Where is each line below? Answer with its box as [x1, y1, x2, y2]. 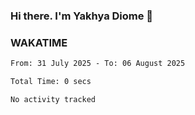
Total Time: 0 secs [10, 77, 92, 87]
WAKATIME [10, 35, 68, 49]
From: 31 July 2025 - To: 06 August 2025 [10, 59, 186, 69]
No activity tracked [10, 94, 97, 104]
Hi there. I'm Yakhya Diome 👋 [10, 9, 154, 23]
